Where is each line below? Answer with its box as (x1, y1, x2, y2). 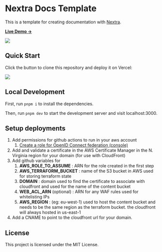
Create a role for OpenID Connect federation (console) (19, 142, 129, 148)
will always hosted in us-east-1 (19, 210, 81, 216)
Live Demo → (5, 28, 32, 34)
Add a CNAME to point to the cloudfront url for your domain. (12, 215, 132, 220)
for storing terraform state (19, 173, 72, 179)
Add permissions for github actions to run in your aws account (12, 137, 137, 143)
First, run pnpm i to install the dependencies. (5, 101, 94, 107)
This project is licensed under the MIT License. (5, 242, 99, 248)
